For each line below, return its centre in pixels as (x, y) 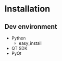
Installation (27, 9)
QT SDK (19, 48)
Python (19, 38)
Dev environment (31, 27)
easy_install (30, 43)
